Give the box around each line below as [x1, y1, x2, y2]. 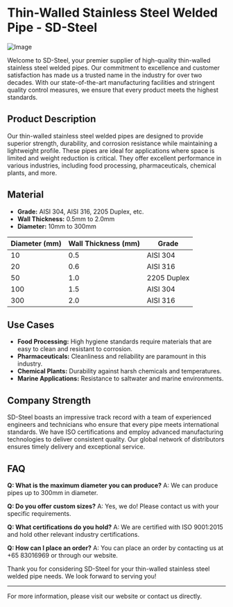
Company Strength [7, 394, 92, 406]
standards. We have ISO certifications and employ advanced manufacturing [7, 428, 223, 436]
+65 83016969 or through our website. [7, 551, 118, 559]
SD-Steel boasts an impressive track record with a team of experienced [7, 413, 212, 421]
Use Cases [7, 318, 55, 331]
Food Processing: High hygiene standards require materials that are [17, 337, 212, 346]
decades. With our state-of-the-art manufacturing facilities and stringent [7, 78, 215, 86]
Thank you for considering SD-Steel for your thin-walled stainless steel [7, 565, 210, 573]
